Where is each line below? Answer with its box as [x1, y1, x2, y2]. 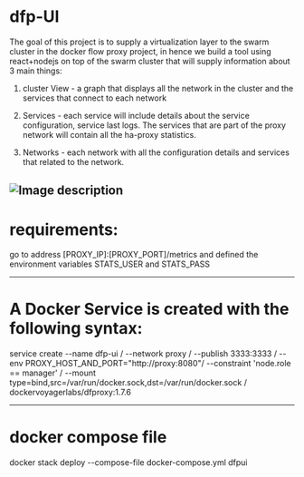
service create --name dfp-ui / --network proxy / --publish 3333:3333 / [9, 348, 278, 359]
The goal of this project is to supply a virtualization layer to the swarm [9, 36, 270, 47]
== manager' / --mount [9, 367, 97, 378]
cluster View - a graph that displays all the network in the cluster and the [22, 83, 294, 93]
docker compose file [9, 427, 167, 448]
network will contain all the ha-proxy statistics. [22, 129, 196, 140]
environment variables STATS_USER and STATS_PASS [9, 258, 211, 269]
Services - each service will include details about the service [22, 110, 251, 121]
